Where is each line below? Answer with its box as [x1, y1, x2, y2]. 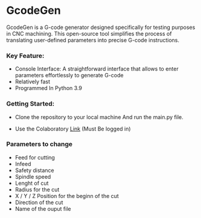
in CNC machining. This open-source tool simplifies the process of [6, 30, 172, 37]
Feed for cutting [14, 153, 56, 161]
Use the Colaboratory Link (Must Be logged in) [14, 125, 131, 132]
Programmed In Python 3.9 [14, 85, 83, 92]
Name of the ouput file [14, 205, 71, 212]
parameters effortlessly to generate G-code [14, 72, 124, 79]
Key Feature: [6, 51, 45, 60]
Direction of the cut [14, 199, 63, 206]
